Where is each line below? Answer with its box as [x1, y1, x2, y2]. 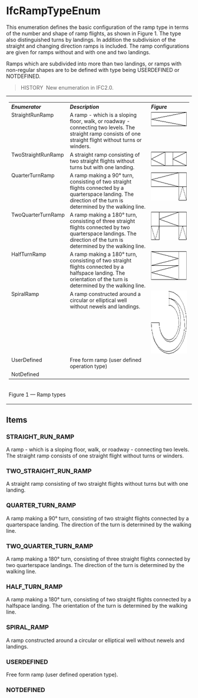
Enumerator [11, 103, 41, 110]
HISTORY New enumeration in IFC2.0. [20, 84, 114, 91]
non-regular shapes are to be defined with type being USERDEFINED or [6, 66, 180, 73]
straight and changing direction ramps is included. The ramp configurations [6, 42, 190, 50]
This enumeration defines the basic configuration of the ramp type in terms [6, 24, 189, 31]
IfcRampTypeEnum [6, 4, 101, 18]
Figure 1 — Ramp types [8, 391, 66, 398]
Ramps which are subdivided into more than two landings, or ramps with [6, 60, 181, 67]
